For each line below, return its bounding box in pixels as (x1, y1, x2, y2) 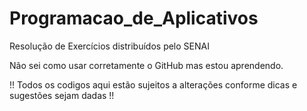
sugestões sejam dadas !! (9, 89, 115, 101)
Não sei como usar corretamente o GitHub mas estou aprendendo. (9, 59, 284, 71)
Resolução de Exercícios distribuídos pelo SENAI (9, 40, 210, 52)
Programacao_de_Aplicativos (9, 7, 259, 30)
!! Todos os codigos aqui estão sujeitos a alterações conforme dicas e (9, 78, 298, 91)
